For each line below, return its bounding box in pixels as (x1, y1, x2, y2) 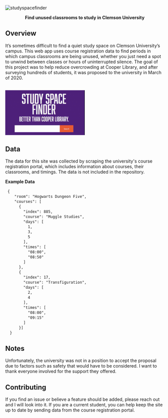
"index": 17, (23, 275, 51, 280)
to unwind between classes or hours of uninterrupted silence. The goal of (5, 59, 158, 65)
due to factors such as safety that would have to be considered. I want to (5, 363, 157, 369)
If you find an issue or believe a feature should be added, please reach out (5, 396, 160, 402)
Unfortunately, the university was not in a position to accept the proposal (5, 357, 156, 363)
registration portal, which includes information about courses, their (5, 164, 144, 170)
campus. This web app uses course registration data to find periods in (5, 48, 151, 54)
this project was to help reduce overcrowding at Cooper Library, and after (5, 64, 158, 70)
